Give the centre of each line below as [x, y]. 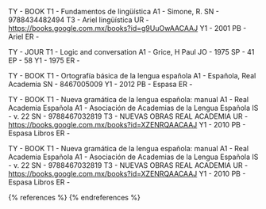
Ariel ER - [24, 36]
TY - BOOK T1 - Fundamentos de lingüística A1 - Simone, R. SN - [114, 11]
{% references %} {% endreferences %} [74, 198]
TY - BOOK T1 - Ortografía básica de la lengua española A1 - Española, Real [132, 76]
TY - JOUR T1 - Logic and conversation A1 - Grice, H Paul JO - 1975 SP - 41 [131, 52]
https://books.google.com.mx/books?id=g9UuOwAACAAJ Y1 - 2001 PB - [127, 28]
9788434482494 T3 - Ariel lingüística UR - [79, 20]
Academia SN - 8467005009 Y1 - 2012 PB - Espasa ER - [100, 84]
